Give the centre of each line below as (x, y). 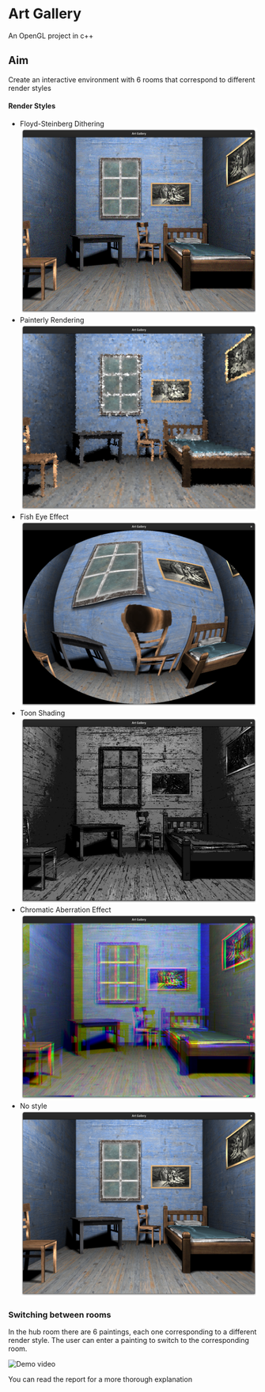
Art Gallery (45, 14)
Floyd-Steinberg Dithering (62, 123)
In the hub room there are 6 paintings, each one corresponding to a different (132, 1332)
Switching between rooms (60, 1314)
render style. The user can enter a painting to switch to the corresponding (129, 1341)
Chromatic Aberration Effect (65, 910)
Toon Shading (42, 713)
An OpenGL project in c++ (51, 36)
